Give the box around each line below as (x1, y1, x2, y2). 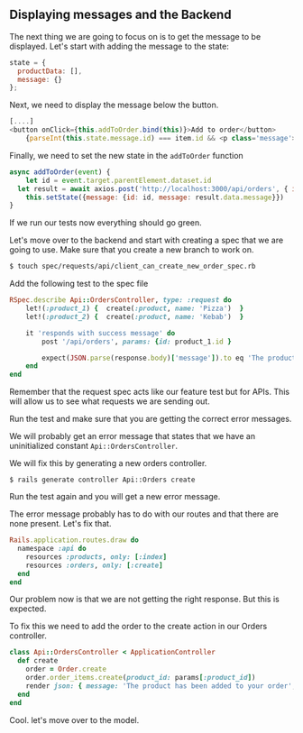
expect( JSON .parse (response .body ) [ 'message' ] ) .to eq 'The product (41, 353, 297, 362)
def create (17, 656, 59, 665)
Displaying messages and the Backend (9, 7, 232, 23)
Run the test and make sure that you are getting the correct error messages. (9, 414, 292, 425)
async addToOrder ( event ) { (9, 167, 111, 177)
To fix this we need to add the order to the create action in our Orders (9, 621, 268, 632)
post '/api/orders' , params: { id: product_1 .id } (41, 337, 232, 346)
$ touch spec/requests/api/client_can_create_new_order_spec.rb (9, 261, 256, 271)
